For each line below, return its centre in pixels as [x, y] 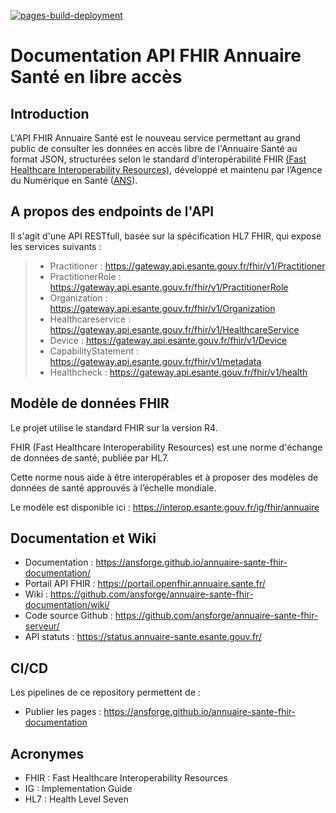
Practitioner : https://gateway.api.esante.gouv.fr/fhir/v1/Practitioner [187, 266]
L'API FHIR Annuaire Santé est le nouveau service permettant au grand [155, 138]
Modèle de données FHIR [90, 403]
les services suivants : [56, 246]
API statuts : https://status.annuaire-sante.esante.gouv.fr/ [143, 637]
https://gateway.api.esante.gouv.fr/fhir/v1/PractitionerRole [169, 287]
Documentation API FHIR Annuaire [156, 56]
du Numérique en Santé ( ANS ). [74, 180]
